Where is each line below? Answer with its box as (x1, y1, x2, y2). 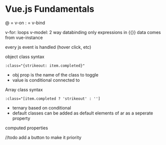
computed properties (5, 125, 48, 131)
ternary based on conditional (12, 105, 72, 110)
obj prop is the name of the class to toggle (12, 72, 99, 77)
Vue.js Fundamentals (5, 3, 95, 15)
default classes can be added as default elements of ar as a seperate (12, 110, 153, 116)
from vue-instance (5, 35, 43, 40)
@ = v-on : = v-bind (5, 20, 45, 26)
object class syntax (5, 53, 44, 60)
